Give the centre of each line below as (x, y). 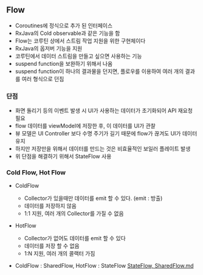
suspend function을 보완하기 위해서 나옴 (64, 63)
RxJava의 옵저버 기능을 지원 (49, 48)
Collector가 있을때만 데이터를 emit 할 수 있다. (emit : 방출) (93, 198)
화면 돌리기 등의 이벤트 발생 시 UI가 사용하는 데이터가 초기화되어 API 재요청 (104, 111)
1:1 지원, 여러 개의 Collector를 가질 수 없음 (74, 213)
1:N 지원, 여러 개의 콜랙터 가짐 (60, 254)
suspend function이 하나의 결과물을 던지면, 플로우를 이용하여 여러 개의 (99, 71)
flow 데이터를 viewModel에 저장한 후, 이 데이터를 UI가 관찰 (85, 126)
